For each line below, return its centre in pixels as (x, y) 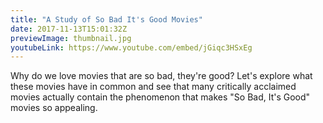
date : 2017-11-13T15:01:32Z (69, 29)
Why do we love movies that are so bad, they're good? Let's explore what (161, 76)
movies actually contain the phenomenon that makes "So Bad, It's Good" (160, 97)
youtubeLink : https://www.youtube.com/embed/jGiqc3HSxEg (131, 47)
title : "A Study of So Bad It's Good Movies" (106, 19)
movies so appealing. (54, 108)
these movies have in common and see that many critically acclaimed (153, 87)
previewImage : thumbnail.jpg (71, 38)
